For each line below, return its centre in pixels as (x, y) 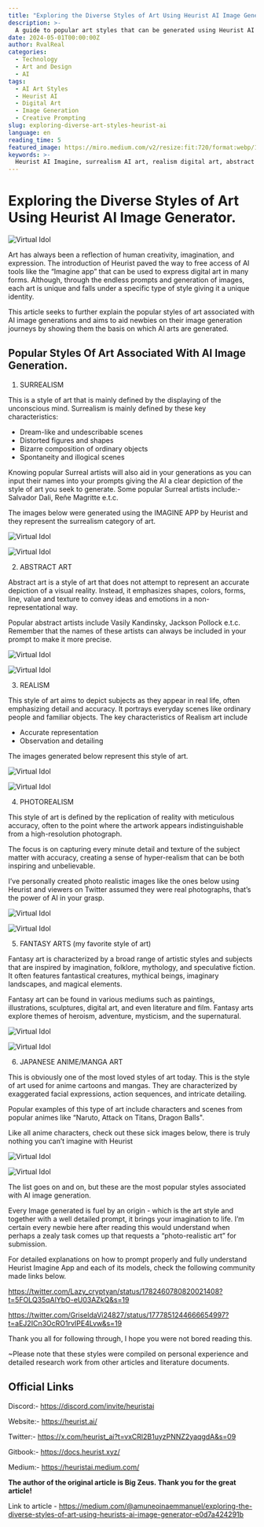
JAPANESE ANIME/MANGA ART (71, 1061)
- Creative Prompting (51, 118)
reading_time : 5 (35, 140)
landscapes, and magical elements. (65, 984)
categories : (27, 52)
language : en (29, 132)
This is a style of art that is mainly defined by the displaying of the (115, 399)
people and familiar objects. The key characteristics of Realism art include (128, 717)
